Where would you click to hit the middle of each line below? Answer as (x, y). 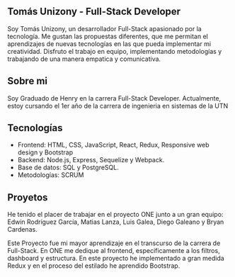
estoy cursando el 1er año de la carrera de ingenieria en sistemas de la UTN (118, 106)
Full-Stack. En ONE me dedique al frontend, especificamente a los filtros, (114, 251)
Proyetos (28, 197)
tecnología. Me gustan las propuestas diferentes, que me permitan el (108, 36)
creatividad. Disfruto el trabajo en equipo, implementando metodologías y (115, 51)
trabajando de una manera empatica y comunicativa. (84, 59)
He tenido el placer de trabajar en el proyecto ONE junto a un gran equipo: (115, 215)
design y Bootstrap (45, 152)
